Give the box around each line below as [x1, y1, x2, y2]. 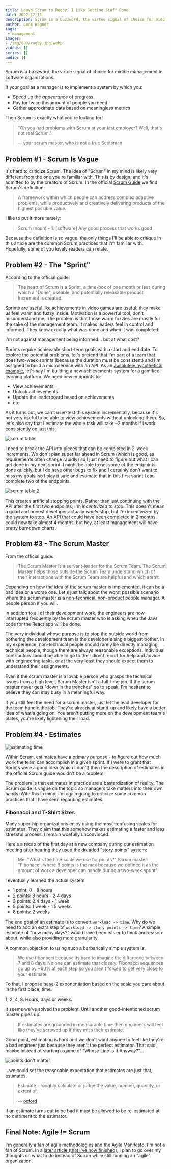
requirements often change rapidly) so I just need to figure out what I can [5, 456, 159, 462]
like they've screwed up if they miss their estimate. [17, 1027, 124, 1033]
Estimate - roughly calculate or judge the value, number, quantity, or [17, 1082, 161, 1088]
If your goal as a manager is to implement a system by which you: [5, 84, 143, 90]
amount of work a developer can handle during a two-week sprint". [17, 867, 159, 873]
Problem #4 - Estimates [5, 730, 81, 739]
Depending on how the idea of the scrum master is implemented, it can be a [5, 584, 164, 590]
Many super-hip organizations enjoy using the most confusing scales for [5, 820, 157, 827]
